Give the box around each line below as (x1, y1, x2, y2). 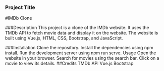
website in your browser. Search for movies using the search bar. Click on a (5, 55, 160, 61)
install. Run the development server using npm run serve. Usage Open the (5, 50, 157, 56)
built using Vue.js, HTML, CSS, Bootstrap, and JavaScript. (5, 35, 123, 41)
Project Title (5, 4, 36, 11)
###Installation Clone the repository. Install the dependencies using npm (5, 45, 154, 51)
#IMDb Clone (5, 15, 32, 21)
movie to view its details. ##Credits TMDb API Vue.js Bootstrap (5, 61, 134, 67)
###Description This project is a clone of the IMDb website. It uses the (5, 25, 150, 31)
